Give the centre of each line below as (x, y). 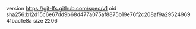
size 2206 (45, 21)
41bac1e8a (19, 21)
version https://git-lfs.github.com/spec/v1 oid (61, 8)
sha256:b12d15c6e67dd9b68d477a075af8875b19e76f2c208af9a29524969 (98, 14)
